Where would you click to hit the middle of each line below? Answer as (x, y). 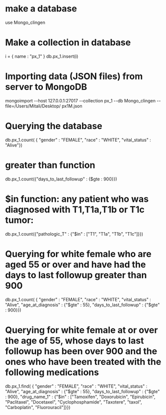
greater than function (50, 165)
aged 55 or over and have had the (76, 264)
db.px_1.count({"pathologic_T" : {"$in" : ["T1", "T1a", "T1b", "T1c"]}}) (74, 234)
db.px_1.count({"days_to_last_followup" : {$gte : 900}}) (61, 179)
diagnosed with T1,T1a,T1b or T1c (75, 209)
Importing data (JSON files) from (74, 76)
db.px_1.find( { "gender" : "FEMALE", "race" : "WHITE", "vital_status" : (76, 386)
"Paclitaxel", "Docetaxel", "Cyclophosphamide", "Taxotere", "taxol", (74, 402)
